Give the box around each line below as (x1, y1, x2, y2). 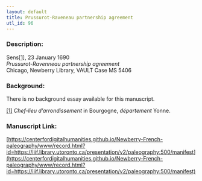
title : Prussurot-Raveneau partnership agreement (6, 14, 134, 21)
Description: (6, 40, 43, 48)
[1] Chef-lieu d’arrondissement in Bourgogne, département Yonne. (6, 107, 171, 114)
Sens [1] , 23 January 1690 (6, 54, 70, 61)
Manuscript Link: (6, 122, 57, 130)
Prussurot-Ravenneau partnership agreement (6, 60, 120, 67)
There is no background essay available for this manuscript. (6, 95, 155, 103)
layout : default (6, 8, 47, 15)
